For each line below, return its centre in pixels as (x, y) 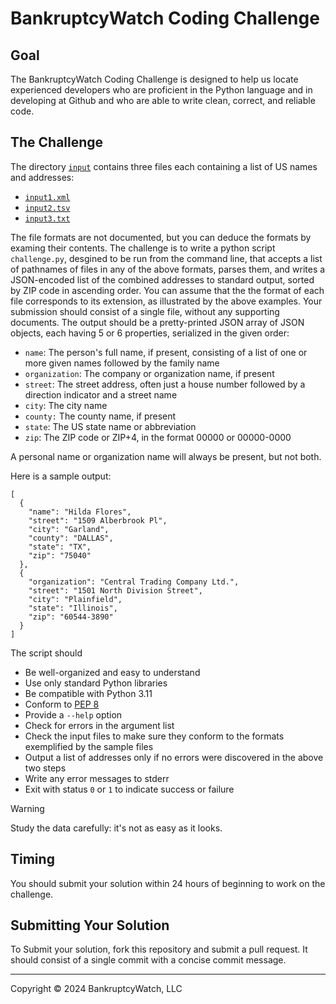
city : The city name (66, 405)
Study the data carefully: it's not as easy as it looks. (116, 828)
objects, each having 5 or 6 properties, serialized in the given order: (150, 333)
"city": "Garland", (69, 529)
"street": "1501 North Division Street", (115, 590)
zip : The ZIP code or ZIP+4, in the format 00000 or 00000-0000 (158, 437)
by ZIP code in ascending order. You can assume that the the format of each (167, 290)
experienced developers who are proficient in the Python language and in (161, 90)
